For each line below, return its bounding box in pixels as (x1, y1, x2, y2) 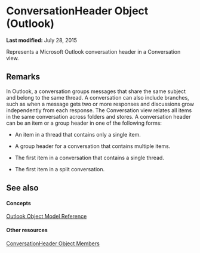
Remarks (6, 72, 41, 82)
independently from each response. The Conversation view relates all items (6, 106, 192, 114)
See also (6, 183, 39, 193)
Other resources (6, 226, 48, 233)
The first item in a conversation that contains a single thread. (14, 154, 164, 161)
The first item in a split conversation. (14, 165, 105, 172)
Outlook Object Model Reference (6, 213, 87, 220)
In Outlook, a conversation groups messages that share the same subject (6, 88, 186, 95)
